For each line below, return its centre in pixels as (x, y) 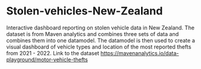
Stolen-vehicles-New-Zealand (85, 11)
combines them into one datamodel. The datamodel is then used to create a (101, 40)
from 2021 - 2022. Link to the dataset (53, 53)
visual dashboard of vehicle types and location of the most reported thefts (99, 47)
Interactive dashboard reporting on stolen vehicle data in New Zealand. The (100, 28)
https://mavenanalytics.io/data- (140, 53)
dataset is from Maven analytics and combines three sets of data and (93, 34)
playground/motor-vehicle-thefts (47, 59)
